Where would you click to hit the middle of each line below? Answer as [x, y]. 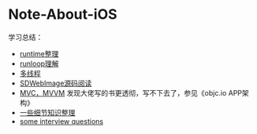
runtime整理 [39, 53]
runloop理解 [39, 63]
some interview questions [61, 121]
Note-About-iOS [63, 14]
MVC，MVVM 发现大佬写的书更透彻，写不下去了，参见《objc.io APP [131, 92]
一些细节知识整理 [47, 112]
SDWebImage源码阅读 [56, 83]
